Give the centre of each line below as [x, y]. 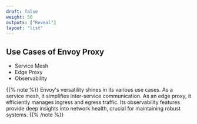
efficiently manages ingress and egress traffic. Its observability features [93, 102]
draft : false [22, 11]
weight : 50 [19, 17]
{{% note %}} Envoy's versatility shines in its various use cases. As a [90, 90]
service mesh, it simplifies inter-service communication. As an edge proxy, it [99, 96]
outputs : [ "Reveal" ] [31, 22]
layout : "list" [25, 28]
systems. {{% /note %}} [35, 115]
